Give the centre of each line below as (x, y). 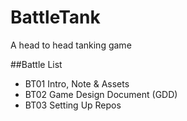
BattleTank (55, 17)
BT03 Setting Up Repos (73, 105)
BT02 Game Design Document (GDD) (101, 94)
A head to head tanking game (71, 45)
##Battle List (36, 64)
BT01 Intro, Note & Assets (77, 83)
